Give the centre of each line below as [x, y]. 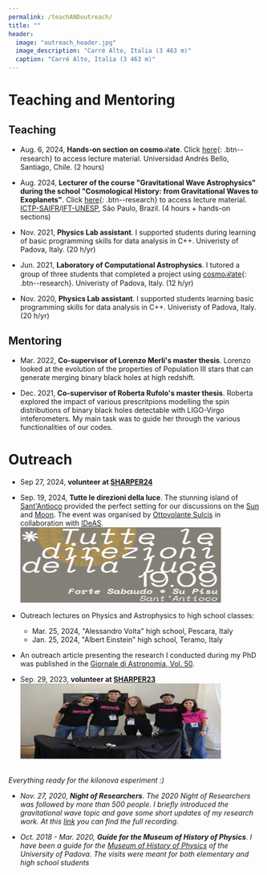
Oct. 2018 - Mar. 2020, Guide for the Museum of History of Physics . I [136, 836]
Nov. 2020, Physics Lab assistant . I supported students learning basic [137, 298]
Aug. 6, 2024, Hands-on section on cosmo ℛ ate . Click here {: [121, 149]
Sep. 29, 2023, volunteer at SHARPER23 [88, 679]
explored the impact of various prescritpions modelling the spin [125, 401]
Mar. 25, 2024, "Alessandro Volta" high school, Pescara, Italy [133, 631]
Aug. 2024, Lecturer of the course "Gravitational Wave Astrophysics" [138, 182]
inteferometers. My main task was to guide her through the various [130, 419]
